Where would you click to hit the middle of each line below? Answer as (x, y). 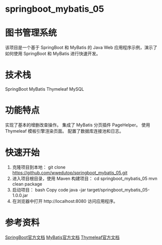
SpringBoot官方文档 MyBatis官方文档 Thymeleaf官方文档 (62, 237)
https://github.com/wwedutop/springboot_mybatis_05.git (70, 172)
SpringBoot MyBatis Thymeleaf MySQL (45, 89)
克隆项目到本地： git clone (39, 167)
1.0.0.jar (20, 195)
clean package (27, 184)
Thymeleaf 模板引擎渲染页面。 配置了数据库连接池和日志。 (65, 131)
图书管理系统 (31, 33)
